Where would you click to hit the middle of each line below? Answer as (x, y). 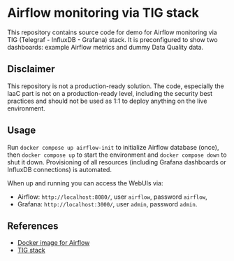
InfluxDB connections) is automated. (59, 169)
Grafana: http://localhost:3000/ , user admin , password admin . (107, 204)
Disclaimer (31, 69)
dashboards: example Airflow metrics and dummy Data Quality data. (105, 47)
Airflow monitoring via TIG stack (103, 13)
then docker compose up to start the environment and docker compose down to (117, 155)
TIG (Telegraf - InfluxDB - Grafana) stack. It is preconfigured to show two (112, 39)
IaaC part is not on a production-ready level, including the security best (110, 93)
